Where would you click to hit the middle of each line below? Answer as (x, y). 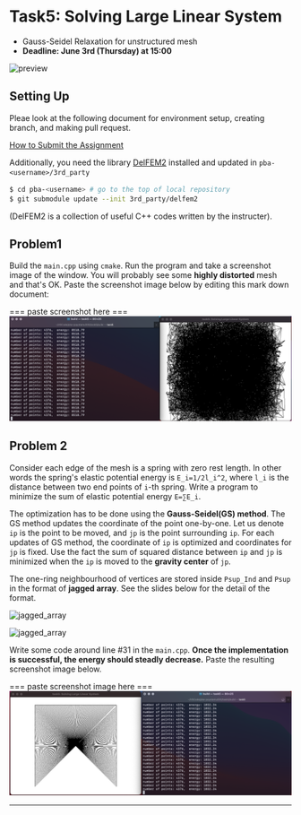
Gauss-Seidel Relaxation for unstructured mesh (110, 41)
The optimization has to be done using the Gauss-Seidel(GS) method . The (147, 514)
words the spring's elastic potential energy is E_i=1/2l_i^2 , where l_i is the (149, 477)
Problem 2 (39, 446)
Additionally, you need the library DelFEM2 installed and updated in (133, 162)
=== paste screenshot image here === (81, 686)
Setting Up (39, 96)
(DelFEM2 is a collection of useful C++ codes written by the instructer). (141, 216)
